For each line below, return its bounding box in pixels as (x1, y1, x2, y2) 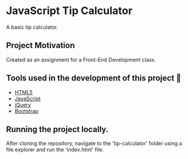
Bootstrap (14, 107, 39, 114)
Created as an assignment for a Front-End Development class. (6, 56, 156, 63)
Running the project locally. (6, 124, 109, 134)
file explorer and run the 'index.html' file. (6, 146, 104, 153)
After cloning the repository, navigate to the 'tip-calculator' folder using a (6, 140, 183, 147)
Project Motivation (6, 40, 75, 50)
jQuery (14, 101, 31, 108)
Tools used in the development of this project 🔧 (6, 73, 182, 83)
